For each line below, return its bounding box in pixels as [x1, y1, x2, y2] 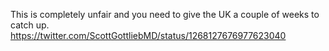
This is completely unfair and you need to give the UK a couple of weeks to [10, 9, 320, 20]
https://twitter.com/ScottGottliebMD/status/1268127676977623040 [10, 30, 287, 41]
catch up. [10, 19, 50, 31]
